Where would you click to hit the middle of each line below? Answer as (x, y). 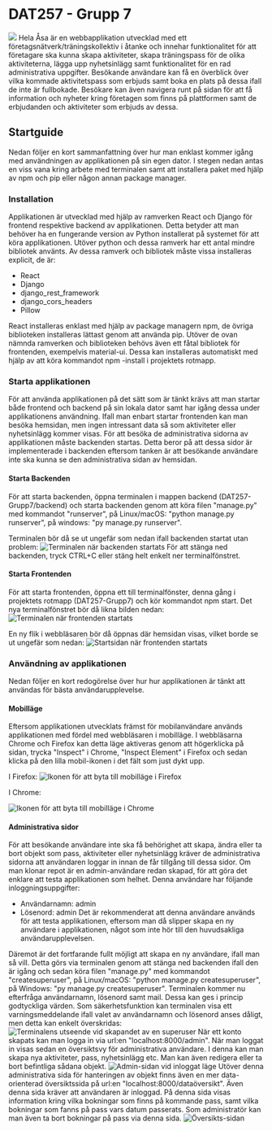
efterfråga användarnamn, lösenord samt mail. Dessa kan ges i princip (126, 998)
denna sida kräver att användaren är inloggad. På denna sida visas (120, 1092)
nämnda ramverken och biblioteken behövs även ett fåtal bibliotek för (125, 343)
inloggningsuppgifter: (44, 888)
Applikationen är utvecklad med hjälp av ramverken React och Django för (131, 217)
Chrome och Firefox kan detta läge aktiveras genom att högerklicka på (126, 744)
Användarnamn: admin (58, 904)
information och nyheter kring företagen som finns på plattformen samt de (133, 98)
